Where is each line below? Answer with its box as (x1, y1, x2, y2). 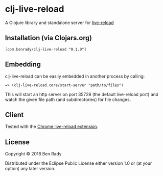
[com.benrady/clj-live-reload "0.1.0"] (5, 47, 87, 52)
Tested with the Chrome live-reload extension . (5, 124, 99, 129)
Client (5, 110, 24, 119)
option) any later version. (5, 166, 55, 172)
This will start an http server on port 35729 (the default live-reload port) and (5, 91, 159, 97)
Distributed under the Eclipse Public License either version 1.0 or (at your (5, 160, 152, 166)
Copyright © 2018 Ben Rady (5, 151, 62, 157)
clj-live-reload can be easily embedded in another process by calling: (5, 73, 145, 79)
